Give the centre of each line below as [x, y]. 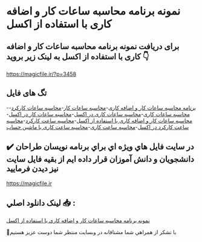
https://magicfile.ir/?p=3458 [41, 74]
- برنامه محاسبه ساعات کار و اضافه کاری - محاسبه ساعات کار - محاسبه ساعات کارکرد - [101, 108]
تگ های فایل [27, 93]
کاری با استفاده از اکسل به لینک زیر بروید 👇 [78, 57]
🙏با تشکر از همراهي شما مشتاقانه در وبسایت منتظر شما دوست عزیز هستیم [91, 232]
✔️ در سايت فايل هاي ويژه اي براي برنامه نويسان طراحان [100, 147]
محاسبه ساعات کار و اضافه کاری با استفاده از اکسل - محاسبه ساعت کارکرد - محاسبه [99, 120]
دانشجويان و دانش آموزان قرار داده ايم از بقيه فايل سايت [100, 159]
